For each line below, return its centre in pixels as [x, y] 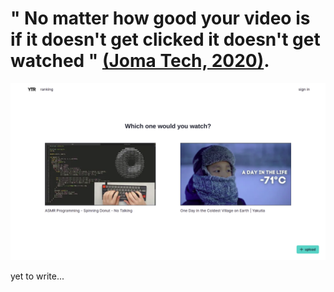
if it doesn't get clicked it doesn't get [165, 39]
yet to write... [37, 276]
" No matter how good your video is [160, 18]
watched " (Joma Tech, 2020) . [140, 61]
